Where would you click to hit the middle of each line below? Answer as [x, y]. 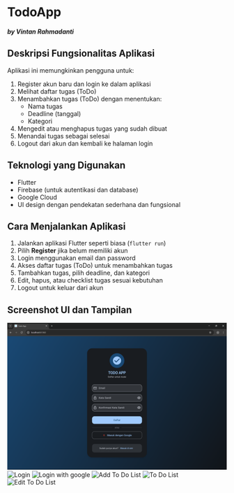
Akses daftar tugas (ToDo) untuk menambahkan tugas [95, 266]
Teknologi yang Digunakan [67, 165]
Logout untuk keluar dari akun [60, 288]
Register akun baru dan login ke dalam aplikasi [84, 84]
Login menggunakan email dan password [76, 258]
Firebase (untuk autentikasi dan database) [78, 190]
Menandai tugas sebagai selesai [63, 136]
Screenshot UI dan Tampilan [70, 309]
